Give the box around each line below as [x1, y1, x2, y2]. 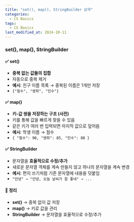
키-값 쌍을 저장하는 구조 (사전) [12, 111, 69, 117]
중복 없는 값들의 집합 [12, 70, 51, 76]
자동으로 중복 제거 [12, 76, 46, 82]
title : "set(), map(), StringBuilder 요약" [5, 7, 93, 12]
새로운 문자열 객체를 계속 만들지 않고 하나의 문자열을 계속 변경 [12, 164, 130, 170]
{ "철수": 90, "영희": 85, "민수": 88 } [12, 136, 89, 141]
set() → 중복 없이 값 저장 [12, 199, 60, 205]
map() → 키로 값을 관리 [12, 205, 58, 211]
